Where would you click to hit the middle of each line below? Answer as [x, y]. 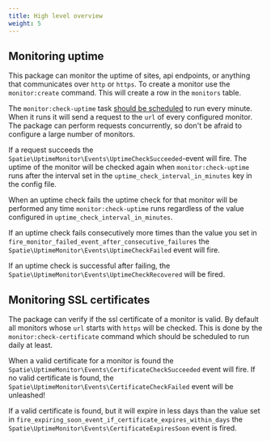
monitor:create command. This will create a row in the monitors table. [125, 93]
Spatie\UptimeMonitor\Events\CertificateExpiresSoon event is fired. [123, 428]
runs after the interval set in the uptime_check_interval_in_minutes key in [130, 176]
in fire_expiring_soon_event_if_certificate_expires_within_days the [125, 420]
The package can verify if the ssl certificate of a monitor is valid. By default [133, 320]
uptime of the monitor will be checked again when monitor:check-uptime [129, 167]
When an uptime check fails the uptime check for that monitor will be [123, 200]
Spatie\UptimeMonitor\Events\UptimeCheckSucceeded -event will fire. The [128, 159]
